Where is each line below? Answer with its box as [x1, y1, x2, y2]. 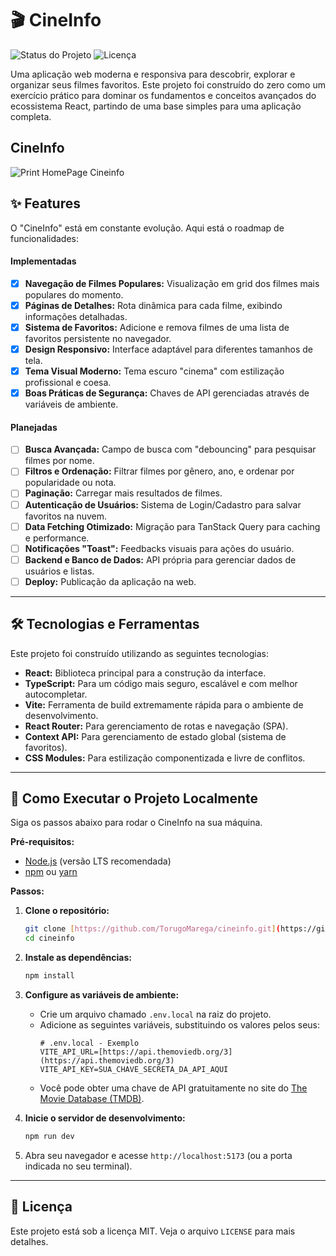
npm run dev [24, 1132, 75, 1142]
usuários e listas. [24, 565, 95, 577]
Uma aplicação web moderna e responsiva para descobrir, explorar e [10, 68, 296, 80]
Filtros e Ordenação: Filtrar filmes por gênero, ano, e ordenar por [24, 465, 295, 477]
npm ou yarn [24, 866, 78, 878]
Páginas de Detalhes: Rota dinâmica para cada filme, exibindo [24, 299, 283, 311]
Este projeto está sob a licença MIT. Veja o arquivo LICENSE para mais [10, 1225, 296, 1237]
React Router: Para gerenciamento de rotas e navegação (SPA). [24, 720, 289, 732]
